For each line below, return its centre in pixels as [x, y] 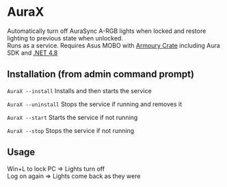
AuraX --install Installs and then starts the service [79, 90]
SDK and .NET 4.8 [32, 53]
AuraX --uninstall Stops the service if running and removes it [95, 104]
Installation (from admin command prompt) [101, 74]
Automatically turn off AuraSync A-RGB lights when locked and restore [107, 31]
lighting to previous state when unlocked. [65, 38]
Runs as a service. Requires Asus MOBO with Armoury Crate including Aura [113, 45]
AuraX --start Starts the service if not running [72, 117]
